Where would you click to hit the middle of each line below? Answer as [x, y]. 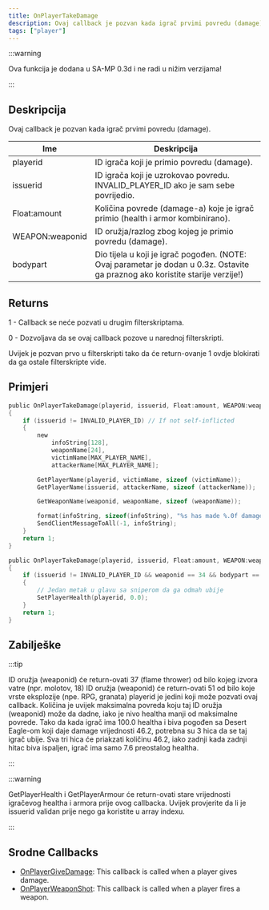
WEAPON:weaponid [50, 237]
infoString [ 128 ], [80, 443]
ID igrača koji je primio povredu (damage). [174, 163]
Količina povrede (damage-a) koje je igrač [175, 208]
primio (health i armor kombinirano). [163, 219]
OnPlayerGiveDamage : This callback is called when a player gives [128, 872]
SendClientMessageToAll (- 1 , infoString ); [107, 524]
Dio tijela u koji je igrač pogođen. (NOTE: [171, 255]
